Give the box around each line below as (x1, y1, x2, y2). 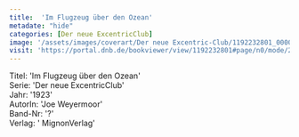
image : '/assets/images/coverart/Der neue (9, 37, 169, 47)
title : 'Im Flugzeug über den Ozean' (9, 12, 153, 22)
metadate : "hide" (9, 21, 74, 30)
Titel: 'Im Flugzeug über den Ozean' (9, 70, 141, 81)
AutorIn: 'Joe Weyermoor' (9, 99, 103, 109)
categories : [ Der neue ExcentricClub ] (9, 29, 153, 38)
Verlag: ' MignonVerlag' (9, 117, 96, 129)
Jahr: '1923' (9, 90, 53, 101)
